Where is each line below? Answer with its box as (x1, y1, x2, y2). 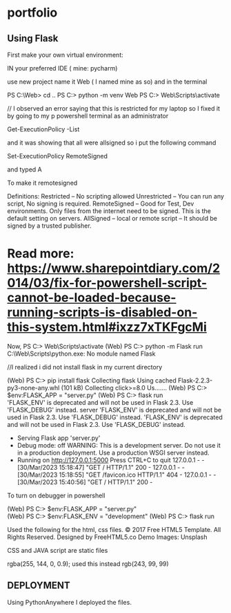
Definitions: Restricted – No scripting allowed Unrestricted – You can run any (7, 192, 224, 200)
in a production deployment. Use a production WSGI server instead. (17, 448, 210, 457)
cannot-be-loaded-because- (7, 290, 177, 306)
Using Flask (7, 33, 59, 44)
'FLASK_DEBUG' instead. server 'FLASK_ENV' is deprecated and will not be (7, 405, 222, 414)
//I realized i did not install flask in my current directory (7, 363, 163, 371)
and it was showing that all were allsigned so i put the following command (7, 138, 217, 147)
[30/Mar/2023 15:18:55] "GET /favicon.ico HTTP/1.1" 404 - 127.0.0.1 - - (17, 470, 217, 479)
